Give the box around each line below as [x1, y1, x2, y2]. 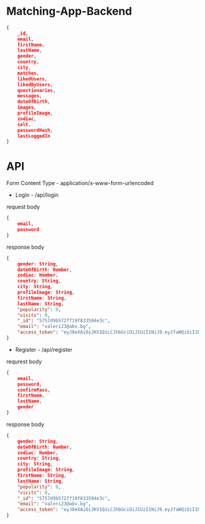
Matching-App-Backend [6, 4, 132, 18]
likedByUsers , [17, 82, 53, 88]
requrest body [6, 357, 42, 365]
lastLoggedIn [17, 133, 51, 139]
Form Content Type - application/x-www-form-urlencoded [6, 180, 154, 187]
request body [6, 203, 40, 211]
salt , [17, 121, 32, 127]
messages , [17, 93, 43, 99]
